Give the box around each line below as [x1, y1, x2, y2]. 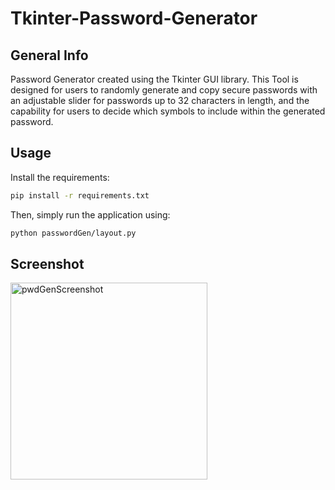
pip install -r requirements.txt [10, 190, 150, 201]
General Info [10, 47, 89, 64]
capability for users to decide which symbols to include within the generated [10, 105, 326, 117]
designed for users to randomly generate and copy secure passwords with [10, 84, 318, 96]
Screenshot [10, 255, 85, 272]
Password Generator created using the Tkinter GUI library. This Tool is [10, 73, 299, 85]
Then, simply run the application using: [10, 208, 171, 221]
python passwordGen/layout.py [10, 228, 137, 238]
